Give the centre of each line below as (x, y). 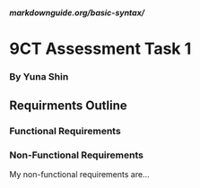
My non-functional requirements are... (79, 175)
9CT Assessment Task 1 (100, 48)
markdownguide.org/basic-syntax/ (77, 13)
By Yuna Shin (39, 76)
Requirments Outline (68, 106)
